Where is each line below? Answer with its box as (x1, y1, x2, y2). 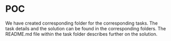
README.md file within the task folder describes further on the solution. (5, 31, 158, 37)
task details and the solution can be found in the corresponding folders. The (5, 25, 166, 31)
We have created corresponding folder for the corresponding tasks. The (5, 20, 158, 26)
